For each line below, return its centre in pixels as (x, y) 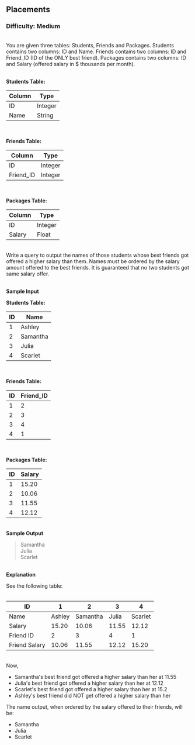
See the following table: (34, 586)
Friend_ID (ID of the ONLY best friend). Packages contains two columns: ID (96, 57)
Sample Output (25, 533)
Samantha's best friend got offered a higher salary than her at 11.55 (95, 677)
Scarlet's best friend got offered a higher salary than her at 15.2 (91, 689)
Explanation (21, 574)
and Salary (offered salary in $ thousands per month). (71, 64)
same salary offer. (28, 274)
